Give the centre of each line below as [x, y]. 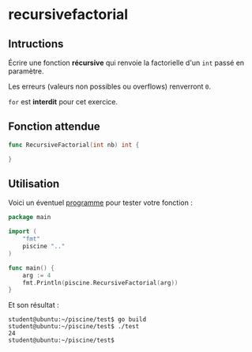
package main [30, 218]
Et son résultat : [34, 305]
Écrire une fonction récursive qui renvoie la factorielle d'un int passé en [126, 62]
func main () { [32, 268]
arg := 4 [37, 275]
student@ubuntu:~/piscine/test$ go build [77, 320]
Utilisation [34, 184]
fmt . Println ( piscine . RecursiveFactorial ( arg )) [100, 282]
